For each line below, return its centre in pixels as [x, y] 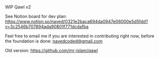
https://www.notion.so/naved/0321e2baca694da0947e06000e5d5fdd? [77, 22]
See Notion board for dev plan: [36, 16]
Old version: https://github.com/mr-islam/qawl [52, 51]
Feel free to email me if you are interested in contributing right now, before [80, 36]
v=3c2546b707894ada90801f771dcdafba [47, 27]
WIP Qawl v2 [18, 7]
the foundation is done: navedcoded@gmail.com [54, 41]
